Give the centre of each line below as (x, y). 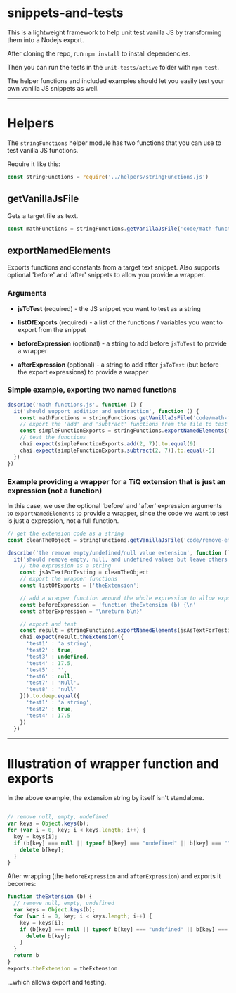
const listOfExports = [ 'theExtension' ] (80, 586)
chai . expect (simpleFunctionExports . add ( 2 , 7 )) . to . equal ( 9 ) (108, 444)
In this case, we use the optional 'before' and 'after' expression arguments (115, 505)
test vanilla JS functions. (43, 150)
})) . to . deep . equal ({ (50, 696)
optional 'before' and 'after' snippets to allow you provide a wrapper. (106, 275)
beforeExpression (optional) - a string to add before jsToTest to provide (122, 343)
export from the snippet (52, 329)
